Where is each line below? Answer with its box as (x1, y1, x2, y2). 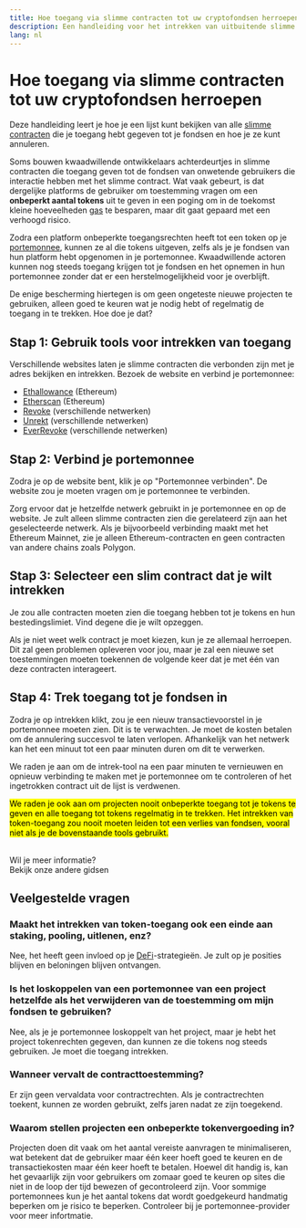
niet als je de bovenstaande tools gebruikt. (9, 827, 169, 838)
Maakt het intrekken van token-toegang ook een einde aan (9, 918, 273, 930)
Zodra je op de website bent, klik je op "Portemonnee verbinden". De (9, 476, 268, 487)
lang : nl (9, 30, 43, 39)
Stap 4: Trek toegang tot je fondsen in (9, 690, 228, 706)
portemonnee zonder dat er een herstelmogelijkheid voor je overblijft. (9, 271, 270, 282)
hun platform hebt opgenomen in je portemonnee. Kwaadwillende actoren (9, 252, 287, 263)
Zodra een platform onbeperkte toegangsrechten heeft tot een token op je (9, 232, 287, 243)
